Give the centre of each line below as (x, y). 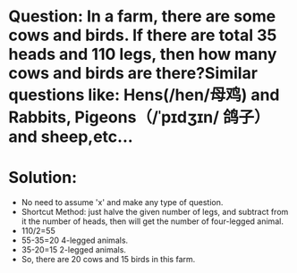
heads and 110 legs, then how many (143, 54)
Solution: (43, 178)
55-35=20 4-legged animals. (75, 240)
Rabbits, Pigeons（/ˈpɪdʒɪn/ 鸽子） (139, 117)
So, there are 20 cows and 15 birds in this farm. (108, 260)
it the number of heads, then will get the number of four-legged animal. (152, 221)
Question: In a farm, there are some (142, 17)
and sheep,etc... (71, 137)
